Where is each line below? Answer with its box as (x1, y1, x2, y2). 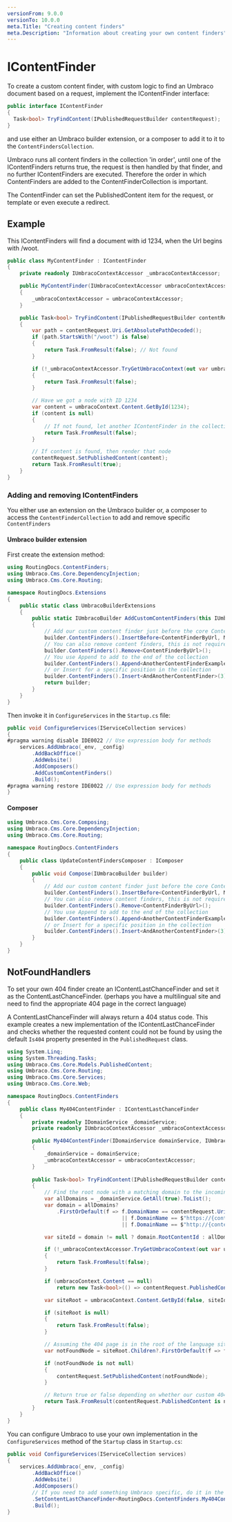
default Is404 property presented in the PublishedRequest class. (7, 1034, 188, 1043)
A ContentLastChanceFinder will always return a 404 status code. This (7, 1012, 209, 1021)
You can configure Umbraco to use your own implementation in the (7, 1429, 198, 1438)
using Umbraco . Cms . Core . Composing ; (7, 819, 110, 826)
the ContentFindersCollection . (7, 142, 95, 150)
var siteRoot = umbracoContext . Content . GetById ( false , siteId (43, 1297, 227, 1303)
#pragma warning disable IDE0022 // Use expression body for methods (7, 737, 212, 744)
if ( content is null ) (32, 410, 95, 417)
